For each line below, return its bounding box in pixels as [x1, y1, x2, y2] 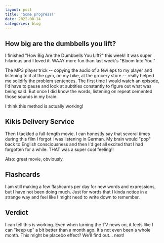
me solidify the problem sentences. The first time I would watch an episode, [5, 78, 160, 84]
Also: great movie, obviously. [5, 156, 64, 162]
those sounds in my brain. [5, 94, 58, 99]
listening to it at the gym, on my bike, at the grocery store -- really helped [5, 73, 154, 79]
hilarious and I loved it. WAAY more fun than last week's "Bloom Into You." [5, 58, 156, 64]
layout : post [5, 7, 32, 12]
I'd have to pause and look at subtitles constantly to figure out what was [5, 83, 152, 89]
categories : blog [5, 21, 41, 26]
